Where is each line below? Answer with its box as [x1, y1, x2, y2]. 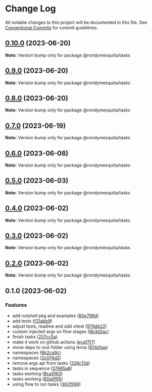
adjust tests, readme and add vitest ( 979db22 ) [12, 323, 107, 329]
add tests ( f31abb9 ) [12, 318, 52, 324]
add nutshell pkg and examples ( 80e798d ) [12, 313, 99, 319]
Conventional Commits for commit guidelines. [5, 24, 98, 30]
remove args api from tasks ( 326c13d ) [12, 360, 90, 366]
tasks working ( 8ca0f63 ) [12, 370, 63, 377]
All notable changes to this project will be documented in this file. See [5, 19, 148, 25]
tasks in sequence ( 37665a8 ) [12, 365, 73, 371]
